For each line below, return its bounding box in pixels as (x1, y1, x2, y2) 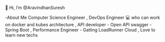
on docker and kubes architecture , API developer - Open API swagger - (5, 22, 152, 27)
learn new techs (5, 32, 38, 38)
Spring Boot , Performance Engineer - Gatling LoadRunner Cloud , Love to (5, 27, 156, 33)
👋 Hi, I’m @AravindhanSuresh (5, 5, 65, 10)
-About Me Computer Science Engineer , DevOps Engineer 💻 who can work (5, 15, 161, 20)
